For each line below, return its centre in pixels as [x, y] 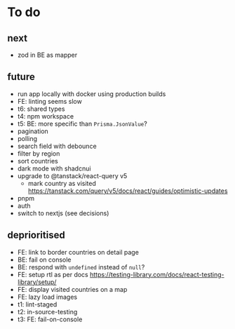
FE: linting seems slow [49, 101]
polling [27, 138]
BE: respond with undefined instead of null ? [81, 267]
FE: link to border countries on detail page [78, 252]
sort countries [38, 161]
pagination [33, 131]
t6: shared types [41, 109]
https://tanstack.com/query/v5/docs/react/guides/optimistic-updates [128, 191]
